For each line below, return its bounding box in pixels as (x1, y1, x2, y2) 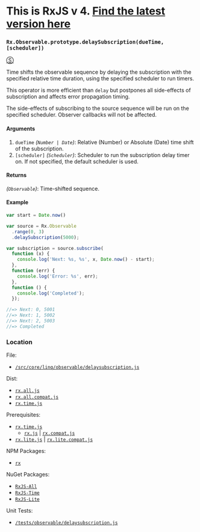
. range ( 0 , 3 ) (11, 228, 45, 235)
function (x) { (11, 251, 50, 257)
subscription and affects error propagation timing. (6, 93, 130, 100)
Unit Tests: (6, 507, 33, 514)
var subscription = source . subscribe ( (6, 245, 104, 251)
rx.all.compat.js (14, 394, 59, 400)
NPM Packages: (6, 447, 46, 455)
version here (6, 17, 71, 31)
